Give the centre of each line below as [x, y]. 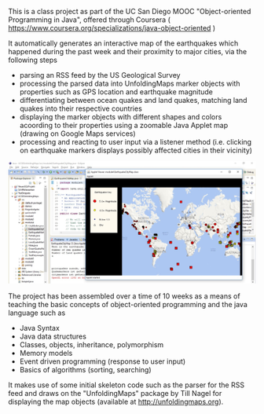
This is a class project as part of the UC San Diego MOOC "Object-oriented [130, 11]
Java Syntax [40, 328]
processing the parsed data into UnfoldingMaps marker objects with [130, 83]
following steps [33, 60]
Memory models [46, 353]
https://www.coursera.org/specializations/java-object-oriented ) [112, 28]
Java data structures [53, 336]
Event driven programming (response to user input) [103, 361]
